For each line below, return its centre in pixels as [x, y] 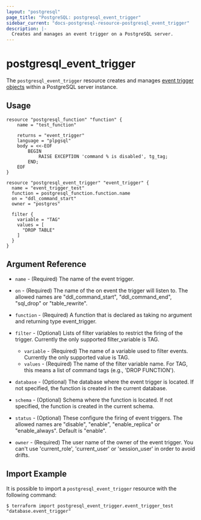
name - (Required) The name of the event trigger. [74, 279]
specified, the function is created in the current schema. [85, 406]
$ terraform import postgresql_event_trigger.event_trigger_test [90, 506]
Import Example [37, 474]
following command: [32, 495]
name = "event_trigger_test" [48, 188]
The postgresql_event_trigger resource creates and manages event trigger [100, 81]
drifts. [22, 455]
